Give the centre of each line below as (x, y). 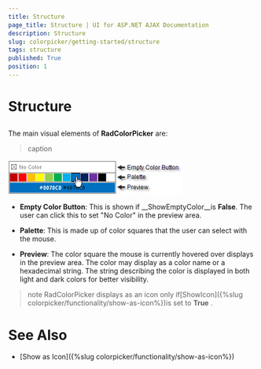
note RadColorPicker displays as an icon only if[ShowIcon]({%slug (135, 295)
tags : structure (35, 50)
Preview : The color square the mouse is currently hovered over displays (136, 254)
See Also (38, 335)
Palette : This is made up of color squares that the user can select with (133, 231)
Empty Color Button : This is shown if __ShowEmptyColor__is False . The (136, 207)
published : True (35, 58)
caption (40, 149)
